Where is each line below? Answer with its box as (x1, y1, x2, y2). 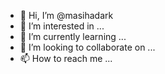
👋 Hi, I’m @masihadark (19, 10, 114, 21)
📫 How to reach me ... (19, 53, 113, 64)
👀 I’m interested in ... (19, 20, 105, 32)
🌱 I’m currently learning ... (19, 31, 127, 42)
